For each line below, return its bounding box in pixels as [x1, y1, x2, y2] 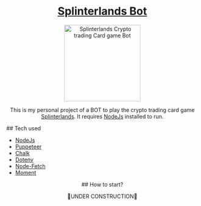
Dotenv [15, 156, 33, 163]
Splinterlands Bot [57, 4, 147, 18]
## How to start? [81, 180, 124, 188]
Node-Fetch [15, 162, 46, 169]
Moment [15, 169, 37, 176]
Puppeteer [15, 142, 42, 150]
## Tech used [6, 124, 41, 132]
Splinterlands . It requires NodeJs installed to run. [41, 112, 164, 120]
